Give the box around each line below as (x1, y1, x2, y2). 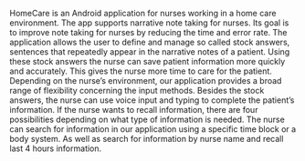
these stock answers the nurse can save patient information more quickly (9, 56, 286, 66)
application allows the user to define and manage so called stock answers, (9, 36, 290, 47)
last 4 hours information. (9, 143, 102, 154)
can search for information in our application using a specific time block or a (9, 124, 297, 135)
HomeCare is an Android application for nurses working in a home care (9, 8, 277, 18)
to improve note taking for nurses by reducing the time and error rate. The (9, 27, 288, 37)
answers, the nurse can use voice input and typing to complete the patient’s (9, 95, 295, 106)
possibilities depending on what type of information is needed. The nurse (9, 114, 285, 125)
